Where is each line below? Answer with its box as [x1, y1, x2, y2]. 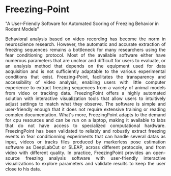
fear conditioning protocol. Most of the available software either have [5, 52, 166, 58]
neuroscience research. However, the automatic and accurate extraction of [5, 41, 166, 47]
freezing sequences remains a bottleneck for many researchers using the [5, 46, 166, 53]
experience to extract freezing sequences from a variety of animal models [5, 84, 166, 90]
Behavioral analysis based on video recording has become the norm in [5, 36, 166, 42]
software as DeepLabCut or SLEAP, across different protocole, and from [5, 144, 166, 150]
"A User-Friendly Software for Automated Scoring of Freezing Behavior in [5, 20, 159, 27]
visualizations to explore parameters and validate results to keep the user [5, 160, 166, 166]
